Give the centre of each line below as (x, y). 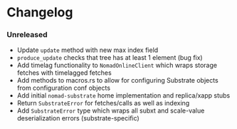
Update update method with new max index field (88, 50)
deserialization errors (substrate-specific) (78, 118)
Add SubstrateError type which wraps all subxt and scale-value (111, 110)
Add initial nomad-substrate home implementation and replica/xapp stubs (123, 96)
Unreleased (27, 35)
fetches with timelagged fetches (64, 73)
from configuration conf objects (64, 88)
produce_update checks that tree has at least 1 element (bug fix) (110, 58)
